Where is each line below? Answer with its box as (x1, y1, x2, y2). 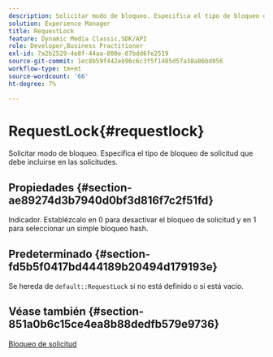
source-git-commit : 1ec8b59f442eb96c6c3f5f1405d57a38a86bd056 (8, 58, 223, 66)
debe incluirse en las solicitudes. (8, 157, 118, 167)
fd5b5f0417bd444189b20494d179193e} (8, 260, 218, 273)
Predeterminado (8, 247, 93, 260)
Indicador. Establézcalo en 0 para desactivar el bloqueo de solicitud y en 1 (8, 215, 257, 225)
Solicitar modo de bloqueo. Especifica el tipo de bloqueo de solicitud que (8, 148, 253, 158)
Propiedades (8, 180, 75, 195)
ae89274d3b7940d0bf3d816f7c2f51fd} (8, 193, 214, 207)
